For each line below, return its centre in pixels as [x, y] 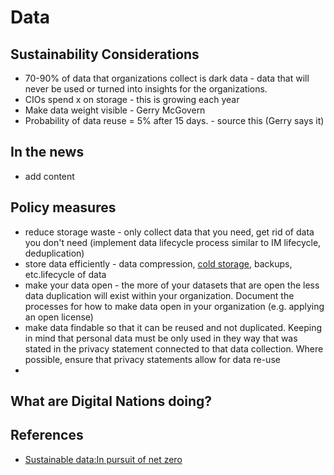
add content [49, 176]
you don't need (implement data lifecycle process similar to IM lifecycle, [173, 242]
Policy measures [63, 207]
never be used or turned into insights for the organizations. [146, 89]
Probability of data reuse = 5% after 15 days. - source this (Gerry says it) [174, 120]
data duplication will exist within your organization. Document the [159, 295]
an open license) [59, 317]
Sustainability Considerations [105, 54]
